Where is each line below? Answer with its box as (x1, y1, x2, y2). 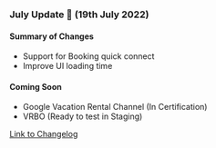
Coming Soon (9, 81, 62, 92)
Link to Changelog (9, 129, 78, 140)
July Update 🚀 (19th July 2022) (9, 8, 149, 21)
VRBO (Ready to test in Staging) (22, 111, 143, 122)
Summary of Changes (9, 31, 94, 42)
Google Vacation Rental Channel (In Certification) (22, 102, 208, 113)
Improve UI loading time (22, 61, 113, 72)
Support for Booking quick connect (22, 51, 155, 62)
